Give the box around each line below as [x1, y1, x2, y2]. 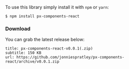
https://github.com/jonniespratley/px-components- [16, 55, 124, 60]
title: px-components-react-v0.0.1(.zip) [5, 46, 93, 51]
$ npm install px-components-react [5, 14, 80, 19]
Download [5, 25, 31, 32]
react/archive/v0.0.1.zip [5, 59, 59, 64]
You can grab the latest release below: [5, 37, 85, 43]
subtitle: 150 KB [5, 51, 42, 56]
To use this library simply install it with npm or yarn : [5, 4, 109, 10]
